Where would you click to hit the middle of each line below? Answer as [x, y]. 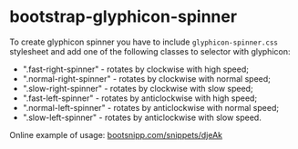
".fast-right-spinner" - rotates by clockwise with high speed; [135, 69]
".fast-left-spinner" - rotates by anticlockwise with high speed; [140, 98]
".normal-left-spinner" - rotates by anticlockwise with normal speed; [151, 107]
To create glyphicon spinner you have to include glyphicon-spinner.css [144, 42]
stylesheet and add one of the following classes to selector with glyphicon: [150, 51]
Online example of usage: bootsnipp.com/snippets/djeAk [116, 134]
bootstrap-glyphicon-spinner [123, 17]
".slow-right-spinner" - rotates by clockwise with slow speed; [138, 88]
